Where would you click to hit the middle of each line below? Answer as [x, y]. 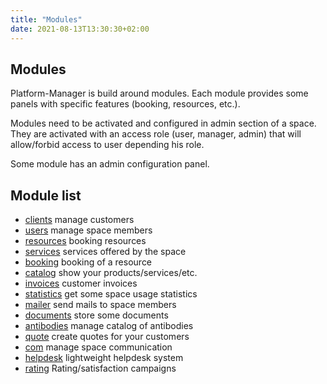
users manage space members [88, 230]
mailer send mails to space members [100, 305]
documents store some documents [96, 315]
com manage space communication [98, 347]
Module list [46, 195]
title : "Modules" [46, 19]
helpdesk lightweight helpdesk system [104, 358]
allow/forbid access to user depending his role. [107, 145]
